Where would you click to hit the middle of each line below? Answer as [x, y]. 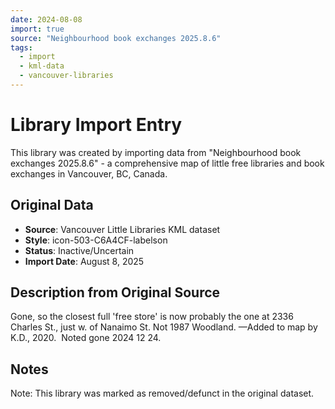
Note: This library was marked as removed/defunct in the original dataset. [162, 393]
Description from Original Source [115, 292]
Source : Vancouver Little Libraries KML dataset [122, 229]
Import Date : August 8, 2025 [84, 261]
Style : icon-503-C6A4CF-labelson [96, 240]
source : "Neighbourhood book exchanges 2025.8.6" [116, 38]
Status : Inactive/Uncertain [79, 250]
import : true [37, 29]
